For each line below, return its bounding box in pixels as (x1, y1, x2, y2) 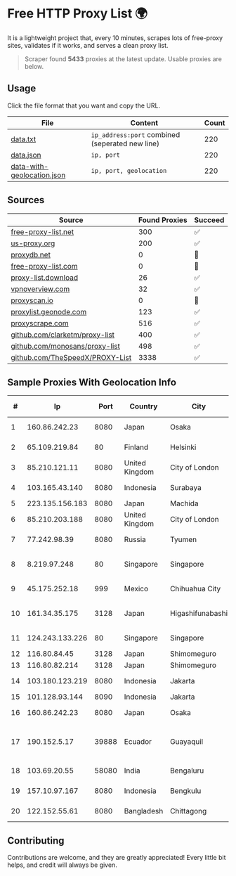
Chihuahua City (169, 584, 221, 594)
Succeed (194, 215, 225, 225)
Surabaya (169, 483, 202, 493)
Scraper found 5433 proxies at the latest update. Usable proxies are (24, 54, 223, 63)
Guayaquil (169, 737, 204, 747)
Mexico (124, 584, 149, 594)
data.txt (11, 134, 37, 144)
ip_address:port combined (91, 129, 181, 139)
